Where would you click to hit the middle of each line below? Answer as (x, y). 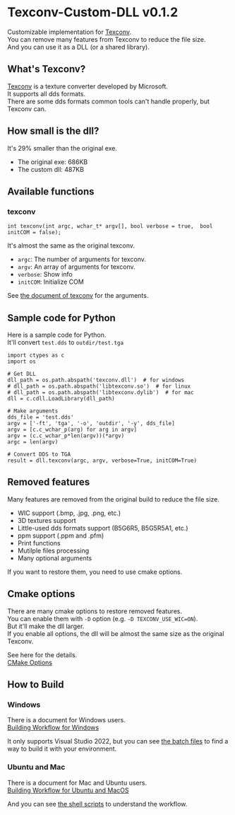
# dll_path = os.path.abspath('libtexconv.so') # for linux (99, 386)
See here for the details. (42, 654)
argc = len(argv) (33, 442)
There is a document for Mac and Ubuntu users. (77, 782)
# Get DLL (22, 374)
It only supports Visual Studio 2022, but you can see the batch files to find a (118, 741)
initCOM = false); (34, 233)
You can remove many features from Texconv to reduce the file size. (107, 39)
